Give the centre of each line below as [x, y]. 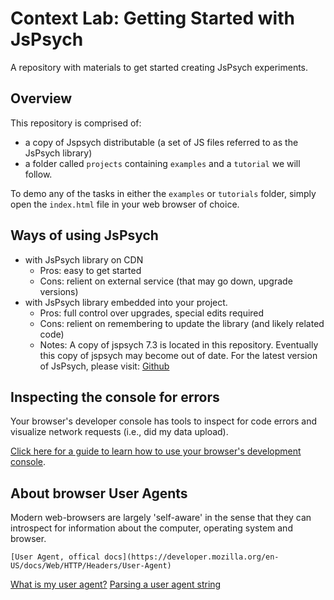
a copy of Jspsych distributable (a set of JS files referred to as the [161, 142]
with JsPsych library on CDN [84, 259]
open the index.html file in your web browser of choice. [125, 204]
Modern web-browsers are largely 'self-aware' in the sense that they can [161, 518]
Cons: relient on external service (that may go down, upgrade [166, 281]
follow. [38, 174]
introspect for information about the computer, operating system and [151, 528]
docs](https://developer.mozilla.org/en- [192, 557]
